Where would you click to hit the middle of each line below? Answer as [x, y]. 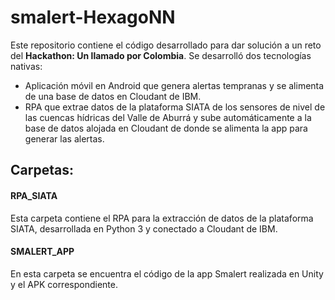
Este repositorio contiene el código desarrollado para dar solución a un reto [166, 45]
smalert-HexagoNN [93, 17]
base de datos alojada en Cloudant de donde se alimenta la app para [166, 128]
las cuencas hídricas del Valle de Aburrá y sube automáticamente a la [168, 117]
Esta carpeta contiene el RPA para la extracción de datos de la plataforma [162, 218]
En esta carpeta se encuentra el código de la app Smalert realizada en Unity [167, 273]
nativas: [26, 66]
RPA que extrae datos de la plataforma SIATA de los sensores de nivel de [175, 107]
